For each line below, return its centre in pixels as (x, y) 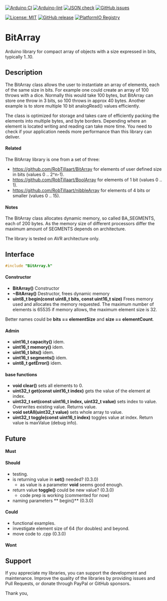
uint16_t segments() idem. (40, 358)
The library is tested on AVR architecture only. (52, 239)
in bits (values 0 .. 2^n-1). (38, 174)
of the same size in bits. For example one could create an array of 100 (77, 90)
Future (16, 439)
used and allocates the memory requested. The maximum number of (83, 304)
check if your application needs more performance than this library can (78, 131)
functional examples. (34, 523)
